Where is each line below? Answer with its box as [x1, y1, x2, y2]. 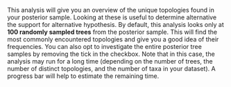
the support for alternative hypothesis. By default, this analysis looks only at [7, 21, 224, 28]
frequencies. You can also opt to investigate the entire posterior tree [7, 43, 203, 50]
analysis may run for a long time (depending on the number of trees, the [7, 57, 213, 65]
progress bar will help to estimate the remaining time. [7, 72, 160, 80]
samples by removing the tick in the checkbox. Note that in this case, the [7, 50, 215, 58]
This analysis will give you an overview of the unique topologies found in [7, 6, 215, 14]
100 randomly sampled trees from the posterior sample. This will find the [7, 28, 217, 36]
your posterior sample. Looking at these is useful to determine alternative [7, 13, 217, 21]
